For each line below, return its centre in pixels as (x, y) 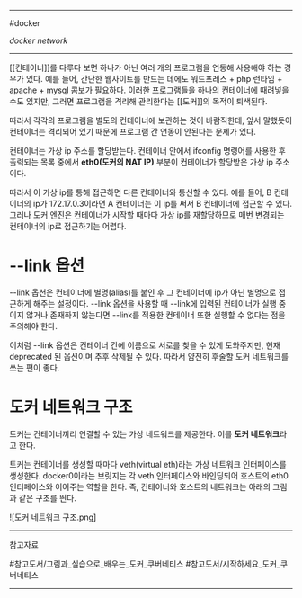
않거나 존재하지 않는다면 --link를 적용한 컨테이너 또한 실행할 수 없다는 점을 (155, 315)
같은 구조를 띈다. (47, 498)
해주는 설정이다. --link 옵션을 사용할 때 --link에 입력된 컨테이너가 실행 (155, 303)
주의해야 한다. (34, 326)
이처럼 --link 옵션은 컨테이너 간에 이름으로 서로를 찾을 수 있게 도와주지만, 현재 (145, 345)
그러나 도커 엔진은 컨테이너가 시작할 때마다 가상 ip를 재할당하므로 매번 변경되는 (147, 215)
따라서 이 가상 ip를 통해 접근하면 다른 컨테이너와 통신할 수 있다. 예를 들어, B (141, 192)
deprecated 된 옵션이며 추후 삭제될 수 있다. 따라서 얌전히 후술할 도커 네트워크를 (149, 356)
